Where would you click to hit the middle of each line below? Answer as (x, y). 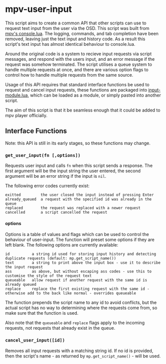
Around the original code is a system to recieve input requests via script (79, 54)
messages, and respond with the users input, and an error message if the (80, 59)
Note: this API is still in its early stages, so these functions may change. (78, 143)
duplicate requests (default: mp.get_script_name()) (61, 258)
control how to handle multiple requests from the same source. (69, 75)
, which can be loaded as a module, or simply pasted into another (94, 95)
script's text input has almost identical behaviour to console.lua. (70, 44)
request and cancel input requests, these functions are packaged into (76, 90)
